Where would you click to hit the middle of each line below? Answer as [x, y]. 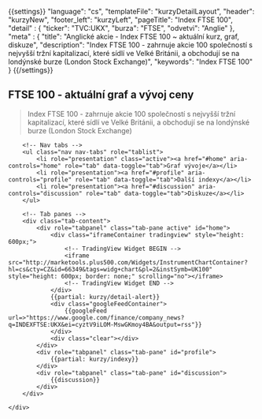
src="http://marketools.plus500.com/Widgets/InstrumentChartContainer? [128, 262]
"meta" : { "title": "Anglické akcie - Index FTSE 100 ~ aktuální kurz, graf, [124, 36]
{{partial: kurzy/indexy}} [94, 359]
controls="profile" [40, 180]
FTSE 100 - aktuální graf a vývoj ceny [101, 95]
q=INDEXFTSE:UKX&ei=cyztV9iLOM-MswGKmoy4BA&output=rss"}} [105, 324]
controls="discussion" [45, 193]
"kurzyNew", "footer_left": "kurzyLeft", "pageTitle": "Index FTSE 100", [121, 20]
